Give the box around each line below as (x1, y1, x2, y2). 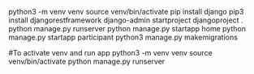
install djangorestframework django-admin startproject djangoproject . (8, 15, 243, 25)
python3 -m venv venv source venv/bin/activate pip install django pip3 (8, 7, 244, 16)
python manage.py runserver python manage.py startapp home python (8, 24, 246, 33)
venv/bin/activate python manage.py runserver (8, 56, 166, 66)
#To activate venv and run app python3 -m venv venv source (8, 48, 213, 57)
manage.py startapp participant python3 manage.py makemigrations (8, 32, 238, 42)
